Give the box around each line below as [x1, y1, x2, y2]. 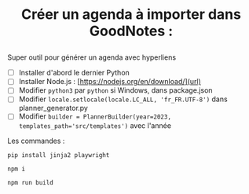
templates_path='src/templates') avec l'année [18, 120, 172, 130]
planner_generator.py [18, 104, 88, 113]
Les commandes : [7, 136, 65, 145]
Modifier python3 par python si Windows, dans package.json [18, 86, 213, 95]
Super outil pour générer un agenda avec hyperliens [7, 53, 177, 62]
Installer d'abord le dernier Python [18, 68, 130, 78]
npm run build [7, 178, 54, 186]
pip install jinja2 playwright [7, 151, 110, 159]
